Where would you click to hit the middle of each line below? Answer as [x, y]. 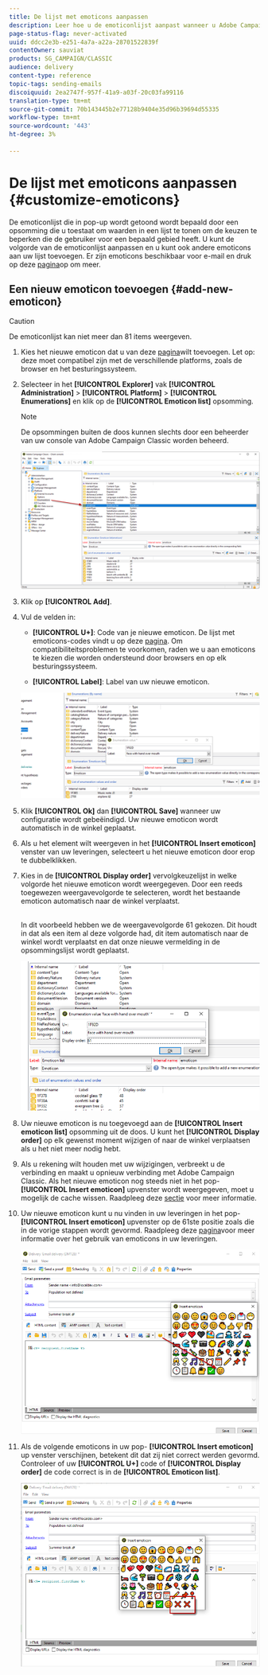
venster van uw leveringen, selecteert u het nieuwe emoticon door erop [138, 852]
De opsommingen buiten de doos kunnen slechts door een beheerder [134, 432]
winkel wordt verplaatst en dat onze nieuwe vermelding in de [120, 942]
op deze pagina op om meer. [55, 264]
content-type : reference [50, 76]
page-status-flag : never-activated [68, 33]
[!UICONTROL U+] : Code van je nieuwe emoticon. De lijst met [134, 633]
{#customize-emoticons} [95, 200]
